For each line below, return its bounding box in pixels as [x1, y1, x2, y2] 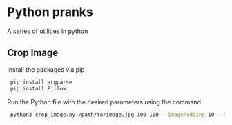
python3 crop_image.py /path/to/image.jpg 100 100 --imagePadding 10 [10, 111, 215, 118]
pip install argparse [10, 79, 72, 86]
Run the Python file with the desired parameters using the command [7, 97, 202, 106]
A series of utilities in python [7, 27, 88, 35]
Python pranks [7, 4, 93, 20]
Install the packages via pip [7, 65, 85, 73]
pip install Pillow [10, 85, 67, 92]
